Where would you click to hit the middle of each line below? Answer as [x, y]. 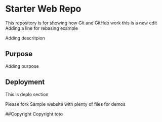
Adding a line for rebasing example [42, 28]
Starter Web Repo [43, 9]
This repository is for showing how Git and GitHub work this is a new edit [81, 23]
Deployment [25, 82]
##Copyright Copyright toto [34, 114]
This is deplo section [27, 94]
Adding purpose [22, 66]
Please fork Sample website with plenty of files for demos [65, 104]
